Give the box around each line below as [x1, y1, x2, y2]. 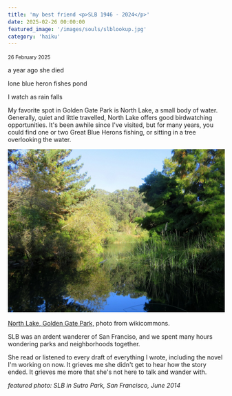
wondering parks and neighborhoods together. [8, 340, 140, 348]
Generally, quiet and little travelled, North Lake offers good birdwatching [8, 114, 213, 122]
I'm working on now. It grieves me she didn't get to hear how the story [8, 361, 207, 369]
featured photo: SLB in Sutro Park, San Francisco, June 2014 [8, 382, 181, 390]
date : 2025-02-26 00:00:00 [8, 18, 85, 26]
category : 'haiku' [8, 33, 61, 40]
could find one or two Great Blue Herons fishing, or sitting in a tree [8, 128, 196, 137]
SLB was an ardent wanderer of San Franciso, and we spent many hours [8, 333, 213, 341]
